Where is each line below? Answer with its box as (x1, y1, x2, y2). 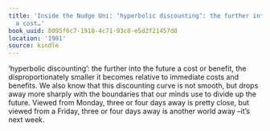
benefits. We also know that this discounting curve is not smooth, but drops (8, 81, 259, 91)
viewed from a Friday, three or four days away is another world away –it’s (8, 106, 251, 117)
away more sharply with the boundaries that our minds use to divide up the (8, 89, 257, 99)
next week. (8, 115, 45, 125)
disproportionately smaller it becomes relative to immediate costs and (8, 72, 239, 82)
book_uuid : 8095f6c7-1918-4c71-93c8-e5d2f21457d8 (8, 27, 178, 35)
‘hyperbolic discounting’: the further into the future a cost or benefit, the (8, 63, 247, 73)
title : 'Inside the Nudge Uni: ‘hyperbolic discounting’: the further (8, 11, 250, 20)
